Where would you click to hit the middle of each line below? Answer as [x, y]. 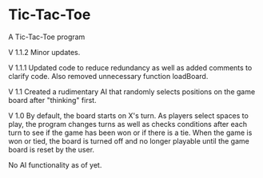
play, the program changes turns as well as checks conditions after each [128, 124]
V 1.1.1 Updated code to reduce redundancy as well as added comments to [130, 67]
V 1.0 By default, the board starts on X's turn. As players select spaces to [129, 115]
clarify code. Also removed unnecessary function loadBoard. [108, 76]
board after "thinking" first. [53, 100]
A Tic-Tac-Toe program [47, 37]
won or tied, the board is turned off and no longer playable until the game [129, 140]
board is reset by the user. [51, 149]
